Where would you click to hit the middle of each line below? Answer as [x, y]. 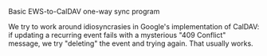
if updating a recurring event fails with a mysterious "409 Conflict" [117, 35]
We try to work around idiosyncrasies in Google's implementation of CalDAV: [134, 26]
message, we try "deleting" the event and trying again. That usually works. [131, 43]
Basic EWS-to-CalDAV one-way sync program [84, 11]
